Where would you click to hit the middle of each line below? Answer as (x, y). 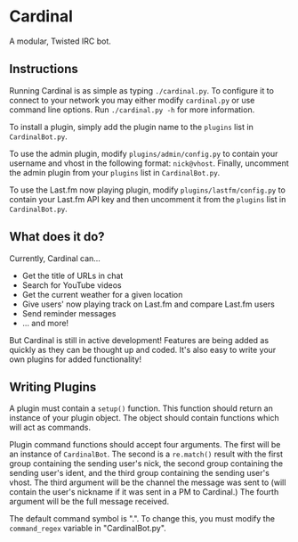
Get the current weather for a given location (102, 294)
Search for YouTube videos (72, 285)
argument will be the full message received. (89, 502)
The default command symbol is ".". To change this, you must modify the (142, 519)
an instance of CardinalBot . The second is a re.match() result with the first (146, 454)
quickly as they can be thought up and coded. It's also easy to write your (143, 349)
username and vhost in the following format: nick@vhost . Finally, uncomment (149, 163)
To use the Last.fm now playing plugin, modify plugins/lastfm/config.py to (148, 190)
